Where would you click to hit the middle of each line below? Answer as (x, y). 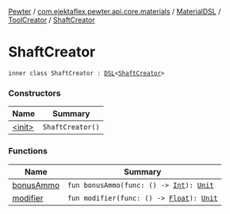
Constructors (34, 93)
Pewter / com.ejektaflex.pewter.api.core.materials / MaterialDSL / (115, 12)
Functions (28, 151)
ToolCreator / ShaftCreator (52, 20)
